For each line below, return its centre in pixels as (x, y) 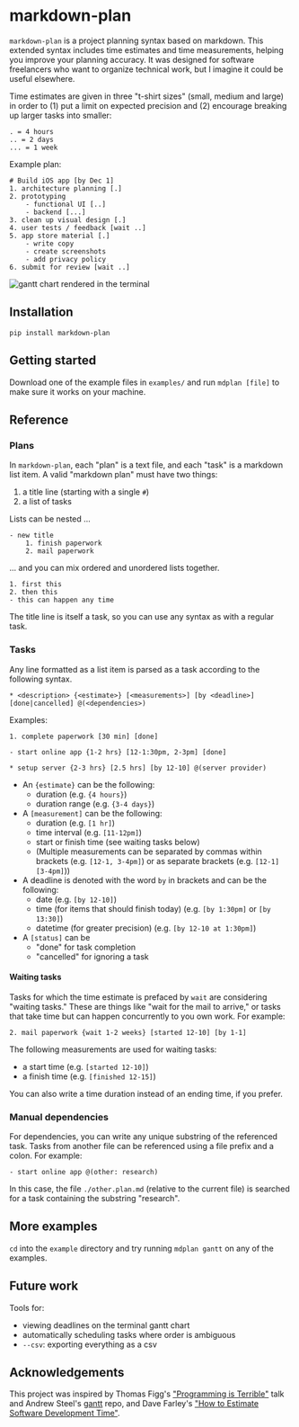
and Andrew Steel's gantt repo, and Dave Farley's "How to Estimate (134, 1404)
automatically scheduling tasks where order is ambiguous (129, 1334)
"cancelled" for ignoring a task (92, 956)
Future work (44, 1286)
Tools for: (27, 1307)
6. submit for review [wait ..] (70, 267)
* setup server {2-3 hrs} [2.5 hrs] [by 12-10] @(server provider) (138, 768)
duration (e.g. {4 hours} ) (81, 794)
